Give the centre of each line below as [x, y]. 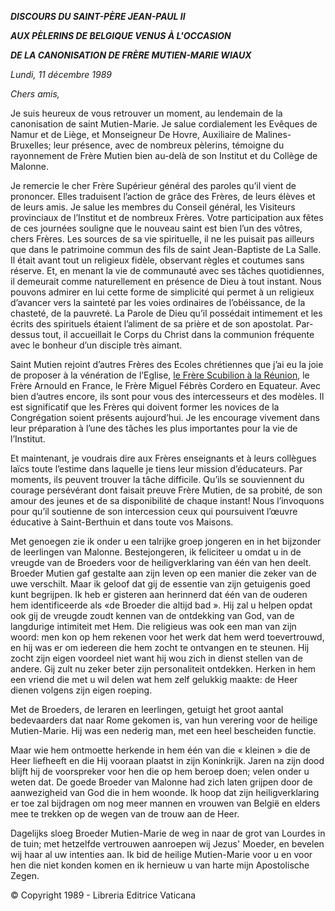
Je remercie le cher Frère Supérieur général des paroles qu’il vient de [153, 185]
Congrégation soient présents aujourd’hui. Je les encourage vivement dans [165, 417]
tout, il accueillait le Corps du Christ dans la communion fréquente [178, 334]
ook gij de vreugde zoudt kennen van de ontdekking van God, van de [152, 615]
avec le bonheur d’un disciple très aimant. [96, 345]
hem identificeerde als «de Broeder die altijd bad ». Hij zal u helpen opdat [161, 605]
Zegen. [25, 875]
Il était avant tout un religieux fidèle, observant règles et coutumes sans [157, 260]
